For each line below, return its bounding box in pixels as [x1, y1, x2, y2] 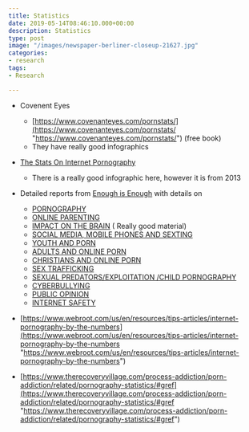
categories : [8, 49, 48, 57]
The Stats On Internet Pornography [19, 157, 136, 167]
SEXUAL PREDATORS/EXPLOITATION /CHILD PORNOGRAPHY [31, 272, 237, 282]
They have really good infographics [31, 141, 150, 151]
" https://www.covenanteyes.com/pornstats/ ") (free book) [31, 133, 222, 143]
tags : [8, 64, 26, 72]
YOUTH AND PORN [31, 238, 96, 247]
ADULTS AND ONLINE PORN [31, 247, 127, 256]
